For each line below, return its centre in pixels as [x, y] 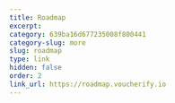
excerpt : [26, 26]
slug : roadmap [36, 51]
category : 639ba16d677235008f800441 [78, 34]
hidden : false [36, 68]
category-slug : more [48, 43]
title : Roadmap [38, 17]
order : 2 [26, 76]
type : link [30, 59]
